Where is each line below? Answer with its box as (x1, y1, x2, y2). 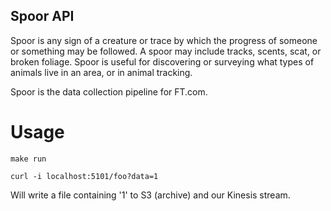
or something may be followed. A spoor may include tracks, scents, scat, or (10, 45, 322, 57)
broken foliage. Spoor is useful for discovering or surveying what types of (10, 55, 315, 68)
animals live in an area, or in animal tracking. (10, 66, 193, 78)
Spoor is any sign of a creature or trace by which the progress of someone (10, 34, 318, 46)
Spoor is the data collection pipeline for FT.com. (10, 85, 208, 98)
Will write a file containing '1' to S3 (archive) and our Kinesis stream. (10, 189, 291, 201)
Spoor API (10, 8, 75, 25)
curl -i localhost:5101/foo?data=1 (10, 171, 159, 181)
